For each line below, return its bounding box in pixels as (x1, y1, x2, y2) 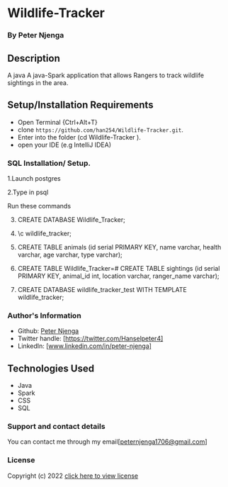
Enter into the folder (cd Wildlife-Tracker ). (17, 133, 142, 141)
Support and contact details (7, 422, 106, 432)
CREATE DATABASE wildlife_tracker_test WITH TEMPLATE (17, 286, 188, 294)
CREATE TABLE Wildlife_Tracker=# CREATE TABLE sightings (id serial (17, 264, 220, 273)
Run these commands (7, 202, 72, 211)
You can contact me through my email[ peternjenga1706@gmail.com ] (7, 437, 207, 446)
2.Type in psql (7, 188, 49, 196)
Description (7, 52, 60, 65)
